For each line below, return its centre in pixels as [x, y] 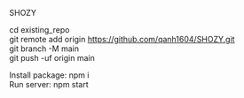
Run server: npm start [49, 84]
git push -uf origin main [52, 58]
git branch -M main [44, 49]
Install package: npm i [49, 75]
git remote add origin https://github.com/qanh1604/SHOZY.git [122, 39]
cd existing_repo [39, 30]
